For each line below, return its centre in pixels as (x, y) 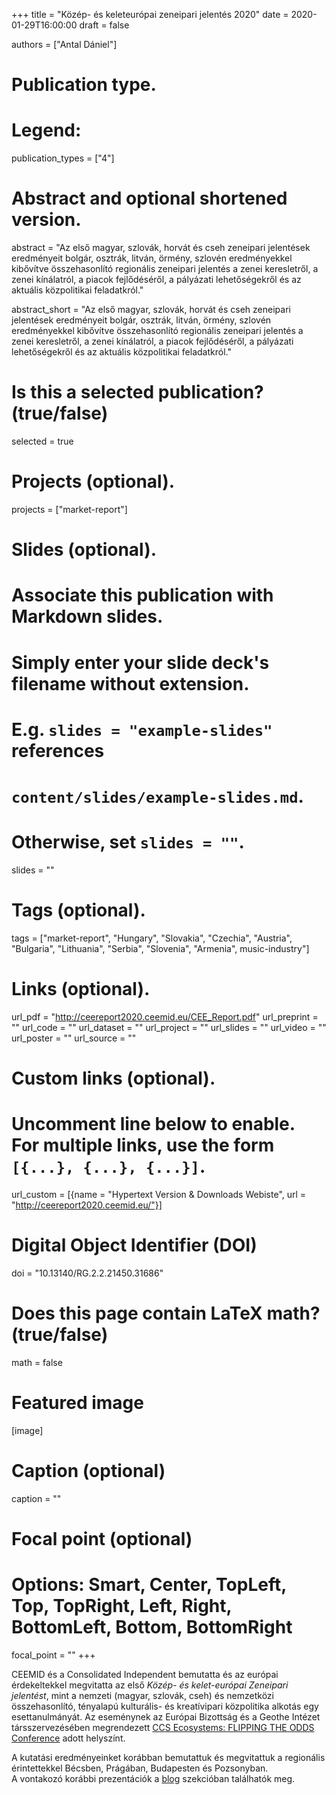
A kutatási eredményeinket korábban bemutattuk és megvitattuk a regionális (168, 1757)
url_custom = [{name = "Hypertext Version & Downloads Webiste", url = (159, 1194)
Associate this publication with (142, 595)
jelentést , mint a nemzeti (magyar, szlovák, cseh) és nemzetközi (142, 1695)
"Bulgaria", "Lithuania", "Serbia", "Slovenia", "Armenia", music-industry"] (160, 948)
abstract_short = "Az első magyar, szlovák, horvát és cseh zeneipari (151, 310)
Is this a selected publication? (137, 392)
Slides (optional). (84, 550)
